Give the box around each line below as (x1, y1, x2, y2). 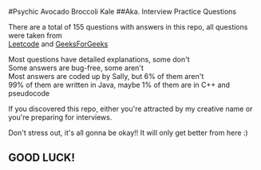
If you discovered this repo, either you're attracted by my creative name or (8, 104, 253, 113)
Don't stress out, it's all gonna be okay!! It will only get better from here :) (8, 128, 249, 137)
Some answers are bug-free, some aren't (8, 63, 144, 73)
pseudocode (8, 89, 50, 98)
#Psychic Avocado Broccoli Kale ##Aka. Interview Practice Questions (8, 7, 237, 16)
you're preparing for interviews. (8, 113, 113, 122)
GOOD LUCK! (8, 151, 76, 164)
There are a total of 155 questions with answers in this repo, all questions (8, 22, 248, 31)
